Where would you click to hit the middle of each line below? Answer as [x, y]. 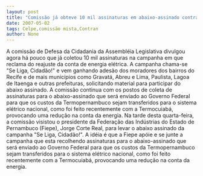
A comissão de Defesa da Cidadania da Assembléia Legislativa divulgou [96, 51]
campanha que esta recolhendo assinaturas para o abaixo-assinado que [96, 141]
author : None [23, 34]
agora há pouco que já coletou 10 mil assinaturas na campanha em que [95, 58]
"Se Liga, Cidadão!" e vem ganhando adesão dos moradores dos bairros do [101, 71]
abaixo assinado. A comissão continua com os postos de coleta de [89, 90]
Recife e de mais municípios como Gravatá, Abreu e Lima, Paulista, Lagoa [98, 77]
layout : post [23, 12]
